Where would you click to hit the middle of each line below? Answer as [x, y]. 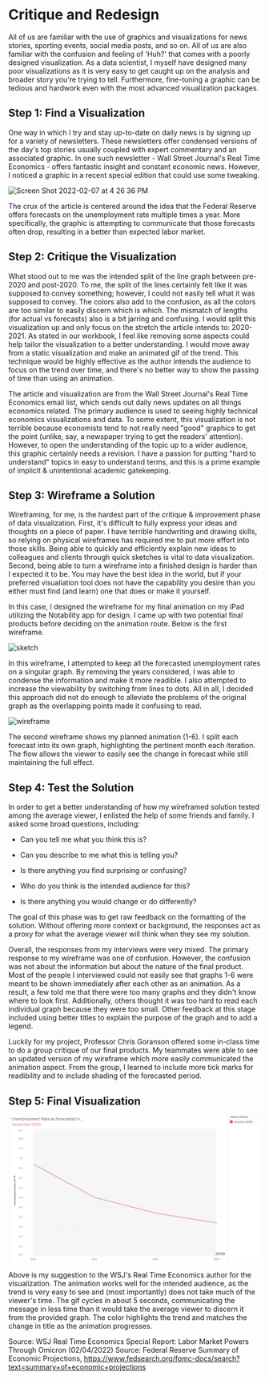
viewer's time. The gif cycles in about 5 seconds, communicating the [122, 1301]
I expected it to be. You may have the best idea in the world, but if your [125, 574]
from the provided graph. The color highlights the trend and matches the [128, 1318]
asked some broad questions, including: [74, 824]
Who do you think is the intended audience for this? [105, 886]
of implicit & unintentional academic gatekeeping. [90, 470]
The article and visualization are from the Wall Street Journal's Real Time [128, 393]
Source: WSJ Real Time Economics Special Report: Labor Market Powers [129, 1342]
